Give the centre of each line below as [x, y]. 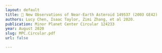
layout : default [22, 10]
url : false [17, 38]
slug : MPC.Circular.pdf [30, 33]
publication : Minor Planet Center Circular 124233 [60, 24]
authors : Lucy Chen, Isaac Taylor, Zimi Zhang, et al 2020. [70, 19]
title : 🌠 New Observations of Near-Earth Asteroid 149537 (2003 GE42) [82, 15]
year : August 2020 [25, 29]
